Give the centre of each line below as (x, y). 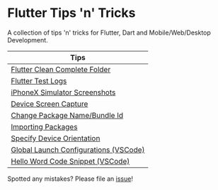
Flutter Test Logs (39, 81)
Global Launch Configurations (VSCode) (78, 150)
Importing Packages (44, 126)
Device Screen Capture (50, 104)
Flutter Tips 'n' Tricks (71, 13)
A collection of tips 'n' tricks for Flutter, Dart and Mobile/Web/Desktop (109, 32)
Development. (28, 40)
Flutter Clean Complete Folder (61, 69)
